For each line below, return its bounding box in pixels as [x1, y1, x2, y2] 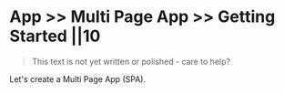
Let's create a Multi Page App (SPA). [9, 73, 147, 84]
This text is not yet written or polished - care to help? [31, 56, 230, 67]
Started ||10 [9, 26, 101, 47]
